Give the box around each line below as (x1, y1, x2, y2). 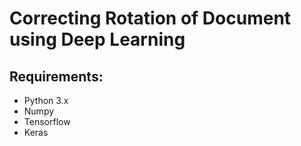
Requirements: (9, 68, 104, 85)
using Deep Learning (9, 28, 186, 51)
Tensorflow (23, 116, 71, 127)
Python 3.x (23, 95, 69, 106)
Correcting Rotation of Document (9, 7, 292, 30)
